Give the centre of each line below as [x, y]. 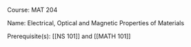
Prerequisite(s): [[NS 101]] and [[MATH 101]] [69, 36]
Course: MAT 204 [32, 10]
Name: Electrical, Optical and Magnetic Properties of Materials [96, 23]
